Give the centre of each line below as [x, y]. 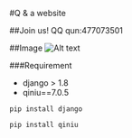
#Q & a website [38, 13]
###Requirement [41, 65]
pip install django [46, 109]
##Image [26, 48]
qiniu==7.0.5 [46, 92]
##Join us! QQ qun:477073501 [66, 30]
